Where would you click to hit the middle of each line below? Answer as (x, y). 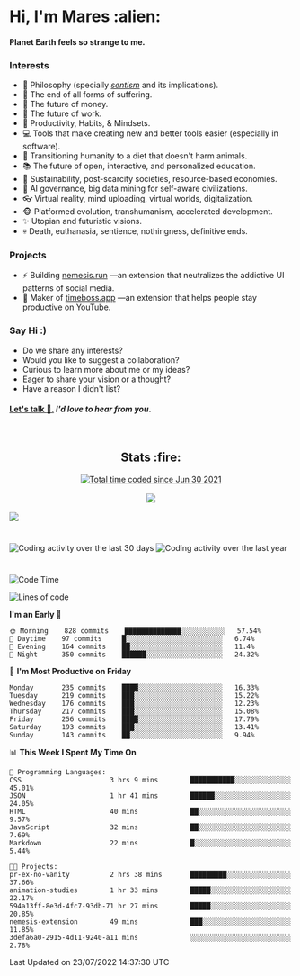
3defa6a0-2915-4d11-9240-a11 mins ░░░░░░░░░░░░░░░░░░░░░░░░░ (150, 938)
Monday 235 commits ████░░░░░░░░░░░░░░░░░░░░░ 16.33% (134, 688)
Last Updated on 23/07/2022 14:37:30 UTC (89, 962)
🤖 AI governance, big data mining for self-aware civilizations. (135, 189)
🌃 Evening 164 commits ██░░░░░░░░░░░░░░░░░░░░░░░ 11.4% (132, 647)
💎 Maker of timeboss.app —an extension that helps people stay (140, 298)
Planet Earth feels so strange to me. (77, 41)
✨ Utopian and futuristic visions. (82, 221)
